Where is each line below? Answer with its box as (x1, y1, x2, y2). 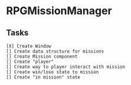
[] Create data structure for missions (6, 48, 104, 54)
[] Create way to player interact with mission (6, 64, 126, 70)
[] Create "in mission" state (6, 74, 81, 80)
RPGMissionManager (6, 4, 112, 18)
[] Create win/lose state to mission (6, 69, 99, 75)
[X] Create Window (6, 43, 51, 49)
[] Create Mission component (6, 54, 78, 60)
